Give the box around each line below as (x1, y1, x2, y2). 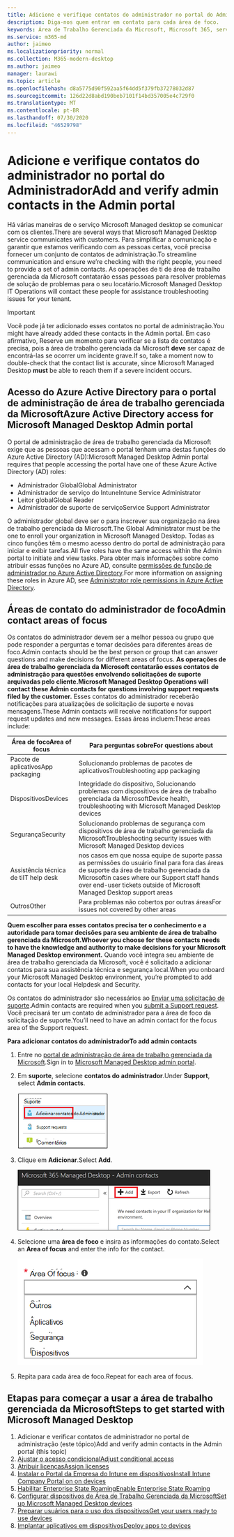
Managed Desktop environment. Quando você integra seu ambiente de (7, 950, 214, 959)
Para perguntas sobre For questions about (89, 741, 214, 750)
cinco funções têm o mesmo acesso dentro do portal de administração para (7, 538, 225, 547)
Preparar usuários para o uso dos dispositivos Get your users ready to (17, 1507, 217, 1515)
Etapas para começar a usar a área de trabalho (7, 1392, 214, 1404)
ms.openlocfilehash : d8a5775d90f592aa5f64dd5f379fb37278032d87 (7, 84, 195, 92)
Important (7, 308, 36, 316)
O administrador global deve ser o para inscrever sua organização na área (7, 517, 220, 525)
